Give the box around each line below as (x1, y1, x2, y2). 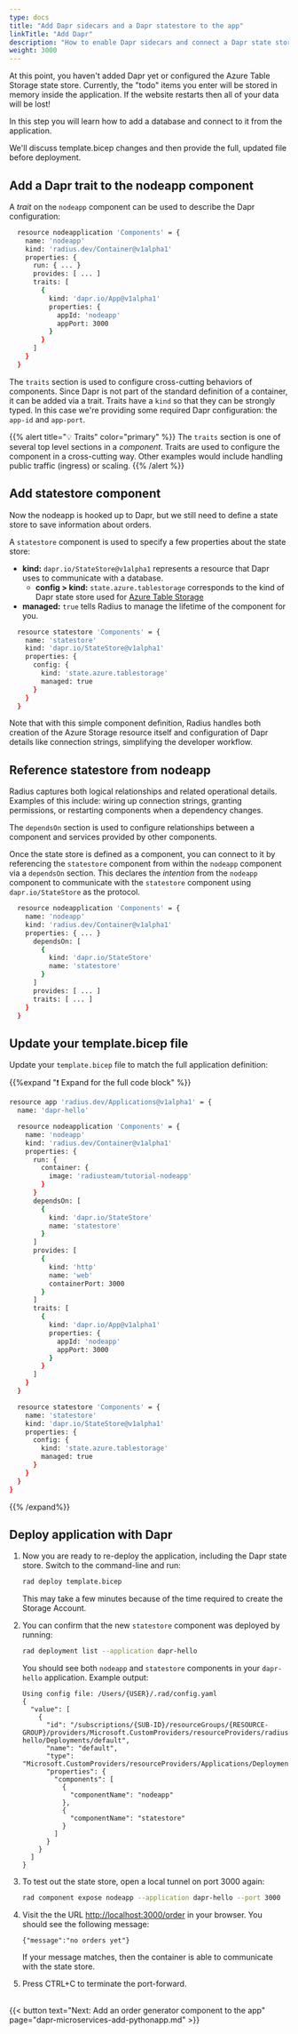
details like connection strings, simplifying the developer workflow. (9, 737, 253, 748)
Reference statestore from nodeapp (9, 762, 211, 778)
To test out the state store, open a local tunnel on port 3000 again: (21, 1877, 265, 1887)
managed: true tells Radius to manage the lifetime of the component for (21, 601, 286, 612)
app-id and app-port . (9, 414, 86, 425)
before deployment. (9, 152, 82, 163)
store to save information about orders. (9, 519, 153, 530)
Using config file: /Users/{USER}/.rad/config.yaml (21, 1690, 217, 1699)
